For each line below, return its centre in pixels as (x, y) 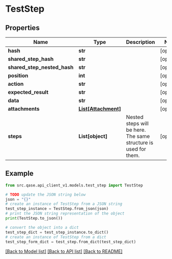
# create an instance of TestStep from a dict (56, 237)
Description (141, 42)
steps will (137, 123)
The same (138, 136)
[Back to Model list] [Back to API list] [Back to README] (64, 251)
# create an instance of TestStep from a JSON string (64, 204)
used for (136, 149)
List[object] (93, 136)
